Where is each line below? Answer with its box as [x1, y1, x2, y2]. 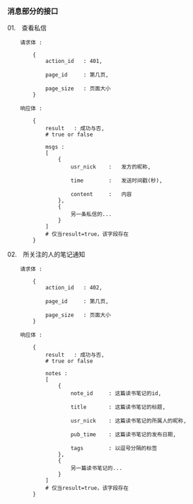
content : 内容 [70, 191, 132, 198]
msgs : [45, 144, 65, 151]
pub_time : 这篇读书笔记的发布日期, [70, 431, 177, 438]
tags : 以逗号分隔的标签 [70, 445, 158, 452]
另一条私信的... [70, 211, 112, 218]
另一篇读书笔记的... [70, 465, 122, 472]
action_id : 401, [45, 58, 103, 65]
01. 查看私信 [7, 23, 47, 33]
